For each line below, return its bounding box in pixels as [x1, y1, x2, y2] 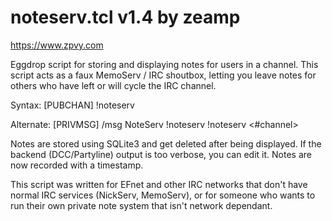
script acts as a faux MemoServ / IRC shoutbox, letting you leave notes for [10, 69, 317, 81]
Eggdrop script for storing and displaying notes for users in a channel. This [10, 58, 319, 70]
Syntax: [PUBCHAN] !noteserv [10, 99, 135, 111]
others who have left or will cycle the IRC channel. [10, 79, 217, 91]
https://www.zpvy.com [10, 39, 104, 51]
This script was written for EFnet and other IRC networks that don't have [10, 178, 308, 190]
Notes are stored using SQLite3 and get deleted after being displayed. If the [10, 137, 322, 150]
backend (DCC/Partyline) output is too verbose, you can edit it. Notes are [10, 148, 312, 160]
